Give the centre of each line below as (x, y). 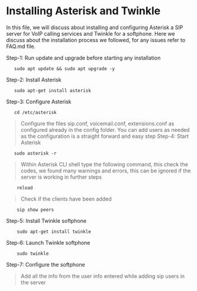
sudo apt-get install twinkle (54, 232)
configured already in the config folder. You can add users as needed (105, 129)
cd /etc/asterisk (35, 112)
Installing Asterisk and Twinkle (83, 11)
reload (25, 188)
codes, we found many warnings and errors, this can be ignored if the (106, 170)
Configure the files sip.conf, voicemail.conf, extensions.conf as (97, 124)
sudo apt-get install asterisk (53, 90)
